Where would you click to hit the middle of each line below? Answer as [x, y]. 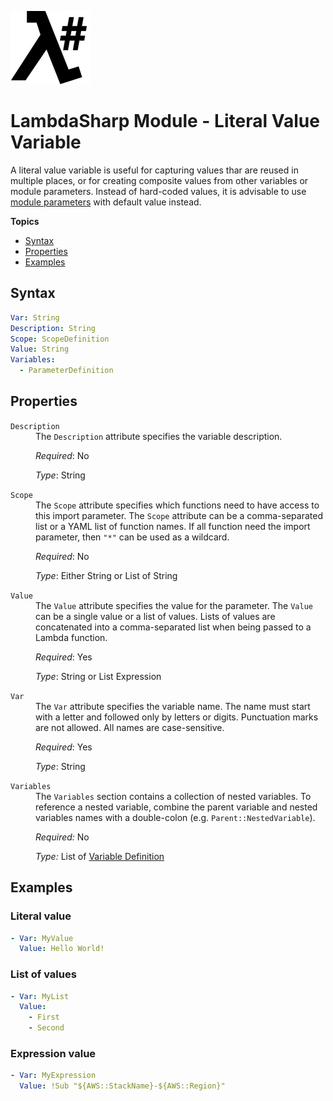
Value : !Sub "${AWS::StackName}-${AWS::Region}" [122, 1086]
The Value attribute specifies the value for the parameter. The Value [174, 605]
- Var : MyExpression [53, 1076]
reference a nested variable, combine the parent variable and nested [176, 807]
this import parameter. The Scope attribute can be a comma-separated [179, 515]
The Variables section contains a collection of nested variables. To [173, 796]
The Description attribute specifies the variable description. [159, 436]
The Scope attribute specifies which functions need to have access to [177, 505]
